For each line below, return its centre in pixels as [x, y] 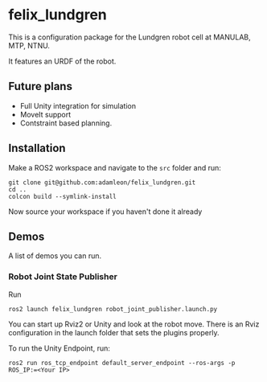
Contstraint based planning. [66, 123]
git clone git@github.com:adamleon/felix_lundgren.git [102, 183]
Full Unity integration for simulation [78, 105]
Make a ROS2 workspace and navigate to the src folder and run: [115, 167]
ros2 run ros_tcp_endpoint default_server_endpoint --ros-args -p [122, 363]
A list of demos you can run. [55, 256]
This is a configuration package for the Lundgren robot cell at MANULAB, [129, 37]
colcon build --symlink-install [62, 196]
